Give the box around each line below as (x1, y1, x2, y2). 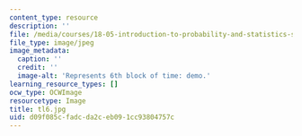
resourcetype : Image (9, 96, 87, 106)
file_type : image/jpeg (9, 38, 94, 47)
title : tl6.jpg (9, 105, 67, 114)
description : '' (9, 21, 70, 30)
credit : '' (17, 64, 58, 72)
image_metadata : (9, 47, 70, 55)
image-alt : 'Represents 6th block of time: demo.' (17, 72, 211, 81)
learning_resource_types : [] (9, 80, 119, 89)
